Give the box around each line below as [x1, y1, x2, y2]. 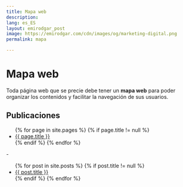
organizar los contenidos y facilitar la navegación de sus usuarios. [6, 93, 169, 100]
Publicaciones [6, 111, 61, 121]
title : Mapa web [6, 8, 46, 15]
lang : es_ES [6, 20, 36, 26]
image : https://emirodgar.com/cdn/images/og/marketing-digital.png [6, 31, 178, 37]
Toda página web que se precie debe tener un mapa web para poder [6, 87, 176, 94]
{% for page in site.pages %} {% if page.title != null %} [14, 126, 150, 133]
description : [6, 14, 39, 20]
